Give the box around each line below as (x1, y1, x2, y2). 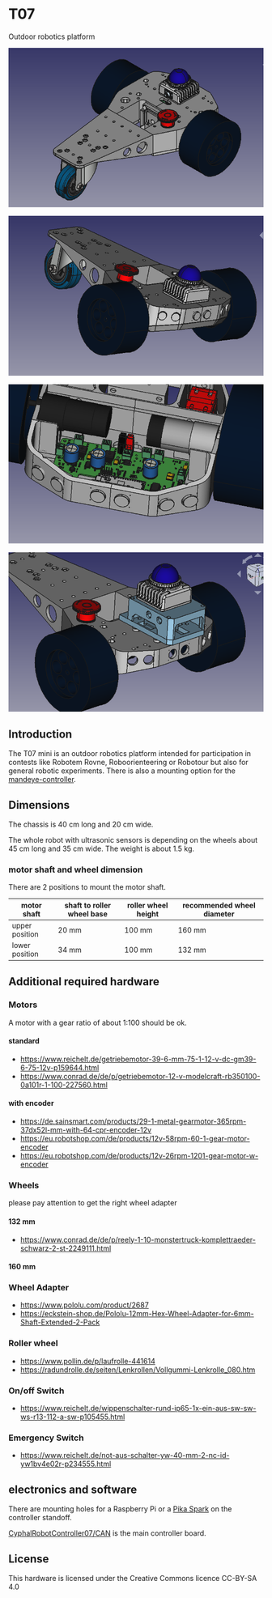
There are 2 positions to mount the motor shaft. (8, 882, 166, 892)
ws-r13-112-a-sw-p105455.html (19, 1412, 125, 1422)
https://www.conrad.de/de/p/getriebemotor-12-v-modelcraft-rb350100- (19, 1071, 261, 1081)
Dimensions (8, 798, 70, 812)
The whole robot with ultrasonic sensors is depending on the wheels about (8, 835, 258, 845)
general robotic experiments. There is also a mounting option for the (8, 766, 236, 776)
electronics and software (8, 1482, 138, 1496)
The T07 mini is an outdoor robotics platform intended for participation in (8, 749, 252, 759)
